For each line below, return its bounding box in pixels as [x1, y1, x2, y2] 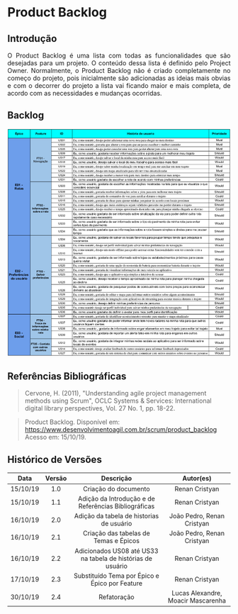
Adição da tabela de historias [74, 512, 159, 520]
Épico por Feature [91, 579, 143, 587]
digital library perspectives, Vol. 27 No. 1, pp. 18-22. [24, 404, 176, 413]
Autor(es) [182, 474, 212, 483]
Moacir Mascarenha [167, 596, 227, 605]
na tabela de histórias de [80, 554, 152, 562]
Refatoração [98, 593, 135, 601]
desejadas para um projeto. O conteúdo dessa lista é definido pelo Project [7, 59, 231, 67]
